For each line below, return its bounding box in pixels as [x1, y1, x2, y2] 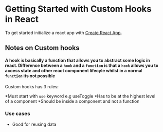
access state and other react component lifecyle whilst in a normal [5, 67, 143, 73]
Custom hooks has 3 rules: [5, 83, 59, 89]
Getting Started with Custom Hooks [5, 3, 152, 15]
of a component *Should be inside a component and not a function [5, 98, 140, 104]
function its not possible [5, 73, 55, 79]
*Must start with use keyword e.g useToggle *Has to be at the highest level [5, 93, 156, 99]
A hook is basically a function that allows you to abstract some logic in [5, 57, 150, 63]
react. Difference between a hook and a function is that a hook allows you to [5, 62, 159, 68]
